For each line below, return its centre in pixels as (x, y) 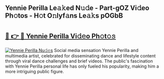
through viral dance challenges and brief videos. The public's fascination (79, 61)
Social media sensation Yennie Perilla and (96, 50)
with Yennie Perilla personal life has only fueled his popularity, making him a (82, 66)
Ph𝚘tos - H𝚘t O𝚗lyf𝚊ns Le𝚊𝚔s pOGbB (64, 16)
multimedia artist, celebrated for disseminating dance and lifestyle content (81, 56)
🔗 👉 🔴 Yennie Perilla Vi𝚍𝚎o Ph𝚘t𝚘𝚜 (61, 36)
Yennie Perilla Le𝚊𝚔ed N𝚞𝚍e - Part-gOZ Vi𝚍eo (77, 8)
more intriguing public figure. (34, 71)
